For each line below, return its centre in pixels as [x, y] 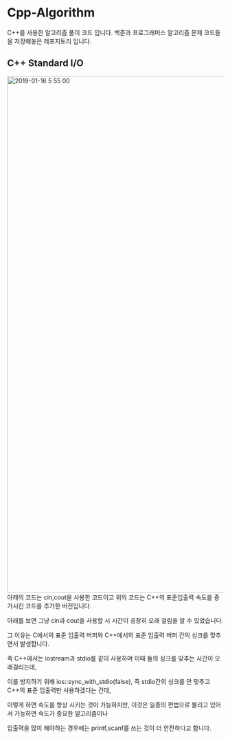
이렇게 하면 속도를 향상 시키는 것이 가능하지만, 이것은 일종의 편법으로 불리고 [108, 705]
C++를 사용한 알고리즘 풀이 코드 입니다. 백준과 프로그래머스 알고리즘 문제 [105, 32]
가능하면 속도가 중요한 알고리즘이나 [61, 713]
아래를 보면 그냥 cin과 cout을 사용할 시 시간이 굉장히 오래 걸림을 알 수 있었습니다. [115, 620]
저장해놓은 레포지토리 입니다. [53, 41]
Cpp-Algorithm [51, 13]
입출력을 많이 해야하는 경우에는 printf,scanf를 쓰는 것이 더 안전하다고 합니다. [109, 728]
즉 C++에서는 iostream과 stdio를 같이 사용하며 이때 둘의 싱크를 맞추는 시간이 [110, 658]
